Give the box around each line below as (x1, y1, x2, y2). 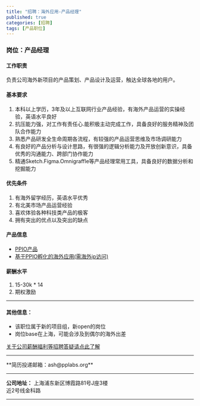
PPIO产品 (14, 245, 38, 252)
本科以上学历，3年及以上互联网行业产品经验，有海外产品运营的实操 (14, 105, 180, 113)
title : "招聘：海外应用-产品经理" (6, 8, 82, 15)
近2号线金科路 (6, 387, 41, 394)
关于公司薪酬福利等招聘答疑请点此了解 (6, 343, 100, 350)
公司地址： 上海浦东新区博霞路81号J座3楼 (6, 379, 108, 387)
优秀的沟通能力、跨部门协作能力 (14, 150, 93, 157)
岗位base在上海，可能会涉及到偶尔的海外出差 (14, 330, 126, 338)
